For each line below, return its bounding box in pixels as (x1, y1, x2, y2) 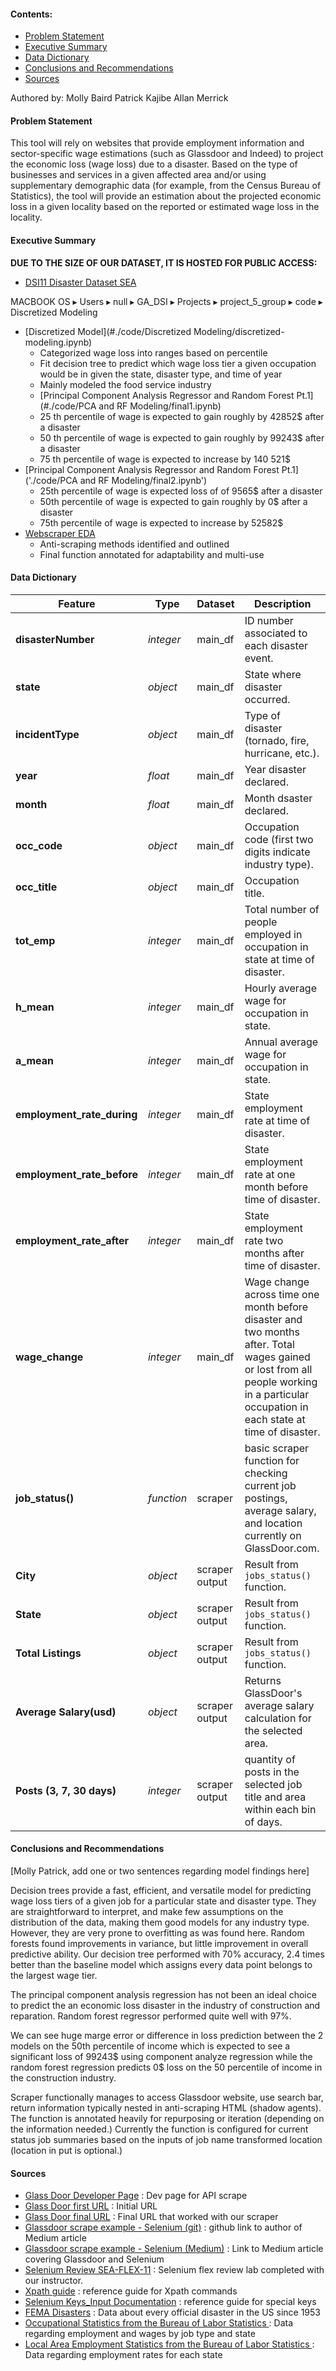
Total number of (244, 902, 320, 916)
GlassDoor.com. (244, 1541, 320, 1555)
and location (244, 1516, 303, 1530)
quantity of (244, 1752, 296, 1766)
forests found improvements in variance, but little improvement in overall (10, 1938, 309, 1950)
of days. (244, 1815, 283, 1829)
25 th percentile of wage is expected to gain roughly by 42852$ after (39, 410, 325, 422)
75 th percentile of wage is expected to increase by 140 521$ (39, 453, 291, 465)
